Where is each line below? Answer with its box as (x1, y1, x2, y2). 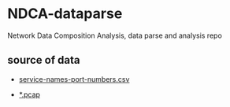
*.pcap (18, 90, 41, 99)
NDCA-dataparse (7, 5, 123, 23)
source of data (7, 53, 80, 67)
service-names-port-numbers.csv (18, 74, 130, 83)
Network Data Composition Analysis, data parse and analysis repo (7, 31, 222, 40)
